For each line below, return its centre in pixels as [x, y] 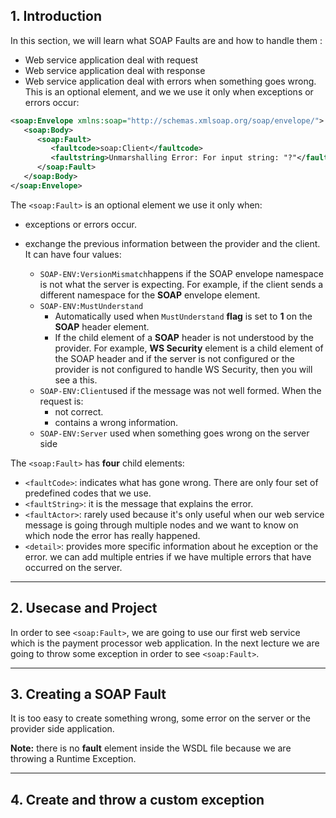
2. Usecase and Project [84, 608]
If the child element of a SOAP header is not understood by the [184, 337]
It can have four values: [73, 254]
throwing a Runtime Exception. [73, 759]
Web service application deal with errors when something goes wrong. [170, 81]
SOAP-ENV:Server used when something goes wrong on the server [174, 433]
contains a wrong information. [116, 422]
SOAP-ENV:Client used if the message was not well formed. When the [180, 390]
